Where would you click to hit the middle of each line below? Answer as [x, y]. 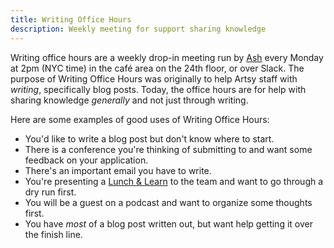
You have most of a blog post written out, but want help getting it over [168, 223]
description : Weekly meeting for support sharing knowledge [138, 29]
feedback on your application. [86, 160]
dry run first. [50, 192]
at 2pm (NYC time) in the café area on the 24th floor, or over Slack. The [157, 68]
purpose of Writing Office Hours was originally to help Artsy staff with [154, 78]
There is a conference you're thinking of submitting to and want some [168, 149]
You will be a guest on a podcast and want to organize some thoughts [168, 202]
